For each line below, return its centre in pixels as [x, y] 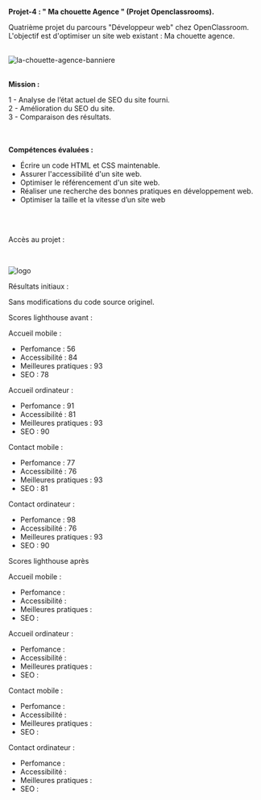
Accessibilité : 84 [49, 357]
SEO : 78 [35, 375]
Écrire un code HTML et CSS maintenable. [90, 165]
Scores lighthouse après [49, 561]
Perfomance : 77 [48, 462]
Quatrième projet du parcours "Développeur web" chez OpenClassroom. [129, 27]
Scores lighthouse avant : [50, 317]
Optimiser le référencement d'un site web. [90, 182]
